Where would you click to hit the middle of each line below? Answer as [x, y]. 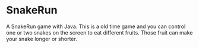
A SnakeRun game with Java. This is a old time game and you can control [96, 26]
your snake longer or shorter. [42, 39]
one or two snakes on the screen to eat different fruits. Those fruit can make [99, 32]
